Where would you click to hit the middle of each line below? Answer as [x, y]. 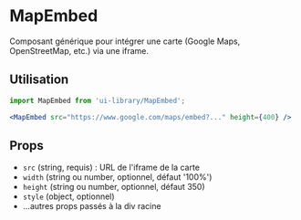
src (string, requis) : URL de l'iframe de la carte [111, 168]
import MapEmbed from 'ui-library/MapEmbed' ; [97, 100]
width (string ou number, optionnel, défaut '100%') [117, 177]
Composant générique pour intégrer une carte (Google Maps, [125, 41]
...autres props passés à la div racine [92, 206]
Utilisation [39, 80]
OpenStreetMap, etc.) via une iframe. [79, 50]
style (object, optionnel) [69, 196]
